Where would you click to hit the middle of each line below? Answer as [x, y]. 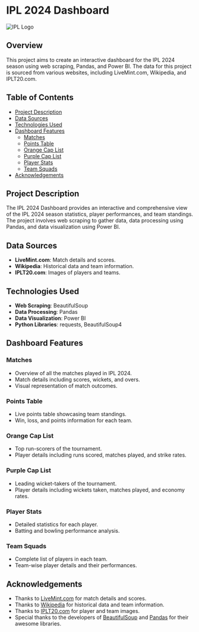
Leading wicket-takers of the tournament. [66, 483]
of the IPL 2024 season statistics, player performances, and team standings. [100, 214]
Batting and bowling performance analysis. [67, 530]
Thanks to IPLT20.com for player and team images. [77, 611]
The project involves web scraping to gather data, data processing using [95, 221]
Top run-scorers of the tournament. [58, 449]
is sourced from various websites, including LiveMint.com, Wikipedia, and [96, 73]
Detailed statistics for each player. [56, 524]
